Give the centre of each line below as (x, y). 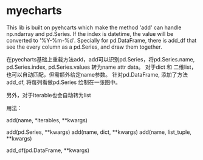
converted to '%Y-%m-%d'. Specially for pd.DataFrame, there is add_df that (101, 40)
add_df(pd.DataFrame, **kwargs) (48, 150)
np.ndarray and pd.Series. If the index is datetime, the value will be (90, 33)
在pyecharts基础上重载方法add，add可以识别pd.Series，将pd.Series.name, (101, 59)
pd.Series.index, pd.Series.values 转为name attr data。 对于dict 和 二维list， (101, 67)
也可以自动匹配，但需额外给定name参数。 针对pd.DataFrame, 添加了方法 (97, 74)
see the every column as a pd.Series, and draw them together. (84, 47)
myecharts (34, 11)
